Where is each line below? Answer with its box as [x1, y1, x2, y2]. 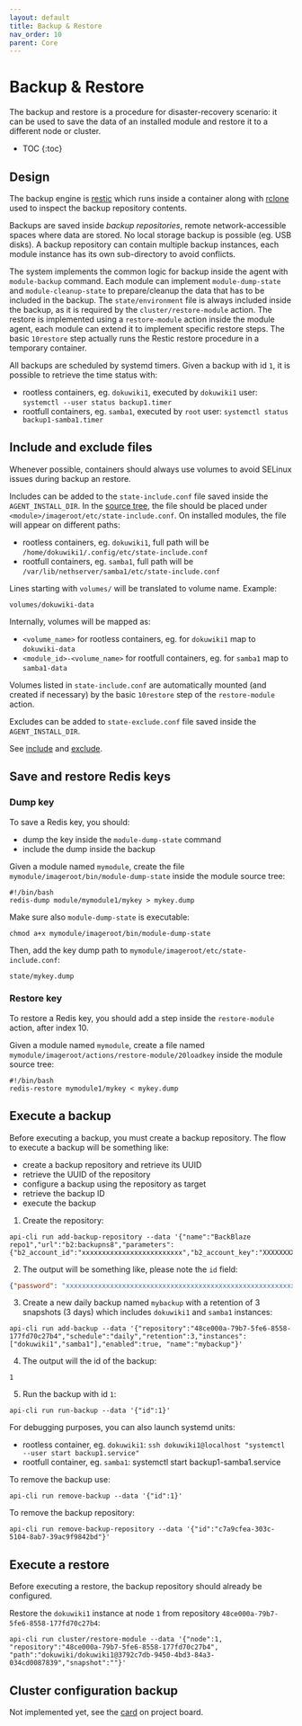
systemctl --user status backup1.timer [22, 398, 173, 407]
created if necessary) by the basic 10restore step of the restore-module [9, 689, 276, 699]
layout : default [9, 13, 70, 22]
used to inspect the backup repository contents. [9, 203, 187, 213]
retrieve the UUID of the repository [22, 1169, 151, 1179]
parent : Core [9, 38, 58, 48]
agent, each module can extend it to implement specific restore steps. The [9, 324, 285, 334]
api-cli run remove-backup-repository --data [9, 1525, 182, 1534]
